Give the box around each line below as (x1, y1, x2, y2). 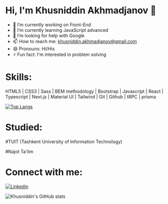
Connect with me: (5, 167, 83, 178)
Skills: (5, 71, 32, 83)
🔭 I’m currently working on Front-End (12, 22, 91, 28)
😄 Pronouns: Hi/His (12, 46, 55, 52)
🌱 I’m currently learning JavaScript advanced (12, 27, 109, 33)
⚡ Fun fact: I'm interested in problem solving (12, 51, 106, 57)
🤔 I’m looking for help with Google (12, 32, 85, 38)
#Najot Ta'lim (5, 148, 33, 154)
